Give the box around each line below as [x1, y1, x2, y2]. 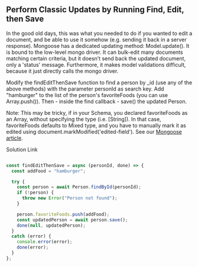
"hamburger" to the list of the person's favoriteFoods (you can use [6, 91, 168, 98]
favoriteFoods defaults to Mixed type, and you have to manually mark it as [6, 121, 186, 129]
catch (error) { [11, 233, 51, 239]
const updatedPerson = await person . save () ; [17, 217, 128, 223]
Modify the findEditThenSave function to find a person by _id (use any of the [6, 79, 193, 86]
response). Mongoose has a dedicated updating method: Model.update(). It [6, 42, 190, 49]
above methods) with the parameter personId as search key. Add [6, 85, 164, 92]
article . [6, 134, 23, 141]
